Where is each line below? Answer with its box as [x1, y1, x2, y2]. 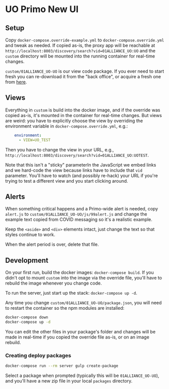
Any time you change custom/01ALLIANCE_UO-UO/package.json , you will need [5, 300, 162, 306]
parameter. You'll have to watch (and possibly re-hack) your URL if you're [5, 173, 158, 179]
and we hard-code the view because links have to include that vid [5, 167, 143, 173]
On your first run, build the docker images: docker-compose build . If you [5, 269, 154, 275]
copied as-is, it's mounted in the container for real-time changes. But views [5, 112, 162, 118]
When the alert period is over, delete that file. [5, 241, 99, 248]
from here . [5, 79, 27, 85]
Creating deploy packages [5, 352, 72, 359]
